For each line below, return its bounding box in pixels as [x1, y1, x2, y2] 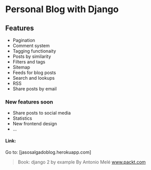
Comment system [12, 43, 50, 49]
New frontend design [12, 121, 57, 127]
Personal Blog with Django [5, 4, 119, 15]
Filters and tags [12, 59, 46, 64]
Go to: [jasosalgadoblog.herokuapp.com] [5, 149, 92, 155]
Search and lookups [12, 75, 55, 81]
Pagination [12, 37, 36, 43]
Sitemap [12, 64, 31, 70]
